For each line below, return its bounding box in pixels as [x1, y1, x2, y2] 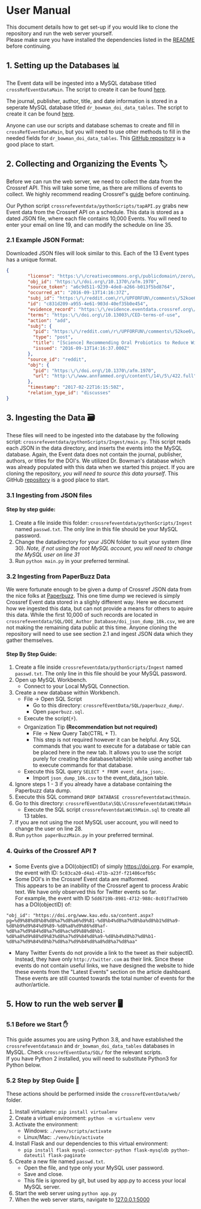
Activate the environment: [14, 1120, 79, 1128]
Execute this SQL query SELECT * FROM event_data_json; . [23, 768, 166, 775]
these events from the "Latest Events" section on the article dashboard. [14, 968, 191, 975]
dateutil [23, 1152, 46, 1158]
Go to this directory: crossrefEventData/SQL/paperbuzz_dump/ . [32, 702, 184, 709]
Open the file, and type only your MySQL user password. [23, 1164, 165, 1171]
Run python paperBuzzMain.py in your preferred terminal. [14, 832, 154, 839]
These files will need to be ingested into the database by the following [6, 431, 179, 438]
